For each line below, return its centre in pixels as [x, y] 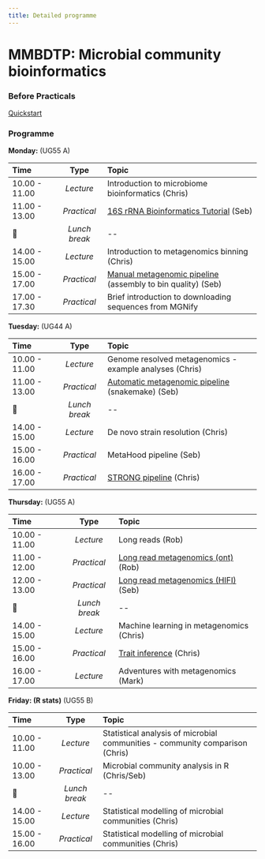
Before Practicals [42, 96]
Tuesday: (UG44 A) [40, 326]
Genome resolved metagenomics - [173, 359]
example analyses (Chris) [155, 369]
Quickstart [25, 113]
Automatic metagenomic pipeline [169, 382]
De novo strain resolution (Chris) [168, 433]
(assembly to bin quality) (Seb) [164, 284]
